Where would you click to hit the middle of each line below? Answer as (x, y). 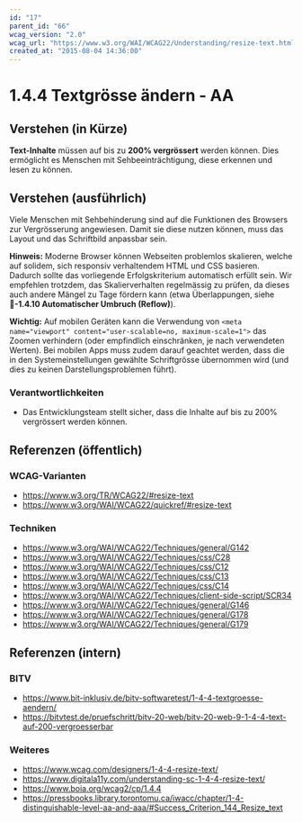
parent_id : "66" (40, 26)
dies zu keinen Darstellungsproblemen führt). (93, 369)
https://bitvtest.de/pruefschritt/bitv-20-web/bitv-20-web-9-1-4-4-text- (154, 717)
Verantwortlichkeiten (57, 393)
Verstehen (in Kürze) (69, 128)
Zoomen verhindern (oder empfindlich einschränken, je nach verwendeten (147, 340)
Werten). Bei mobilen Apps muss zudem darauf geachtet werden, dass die (147, 350)
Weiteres (30, 750)
